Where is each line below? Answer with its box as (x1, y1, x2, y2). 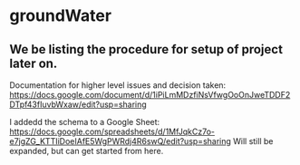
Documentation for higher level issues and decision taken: (9, 80, 227, 91)
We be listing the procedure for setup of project (9, 42, 284, 57)
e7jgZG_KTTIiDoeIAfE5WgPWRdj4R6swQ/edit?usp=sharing (9, 136, 231, 146)
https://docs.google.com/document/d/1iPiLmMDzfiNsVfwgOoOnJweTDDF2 (9, 90, 291, 100)
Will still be (232, 136, 274, 146)
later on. (9, 55, 58, 71)
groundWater (9, 5, 111, 26)
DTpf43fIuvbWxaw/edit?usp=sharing (9, 99, 147, 110)
